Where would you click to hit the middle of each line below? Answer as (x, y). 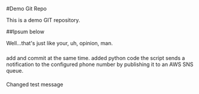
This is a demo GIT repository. (43, 20)
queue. (15, 70)
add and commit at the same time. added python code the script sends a (96, 58)
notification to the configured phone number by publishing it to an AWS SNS (100, 64)
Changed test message (35, 84)
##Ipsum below (25, 32)
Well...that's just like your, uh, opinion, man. (60, 43)
